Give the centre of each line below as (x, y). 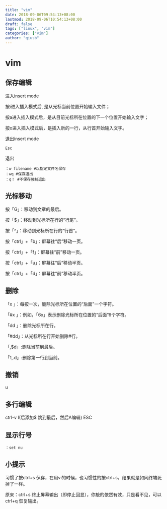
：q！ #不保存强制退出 (26, 179)
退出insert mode (22, 139)
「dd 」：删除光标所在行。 (32, 325)
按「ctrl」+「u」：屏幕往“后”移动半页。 (45, 263)
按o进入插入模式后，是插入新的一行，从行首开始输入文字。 (66, 128)
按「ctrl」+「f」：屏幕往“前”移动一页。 (45, 252)
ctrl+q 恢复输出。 (23, 501)
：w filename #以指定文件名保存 (36, 169)
